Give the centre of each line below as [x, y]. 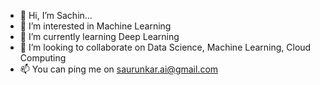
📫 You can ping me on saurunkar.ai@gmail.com [119, 69]
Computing [43, 58]
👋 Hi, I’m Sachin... [56, 15]
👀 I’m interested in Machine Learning [95, 26]
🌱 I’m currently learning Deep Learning [99, 36]
